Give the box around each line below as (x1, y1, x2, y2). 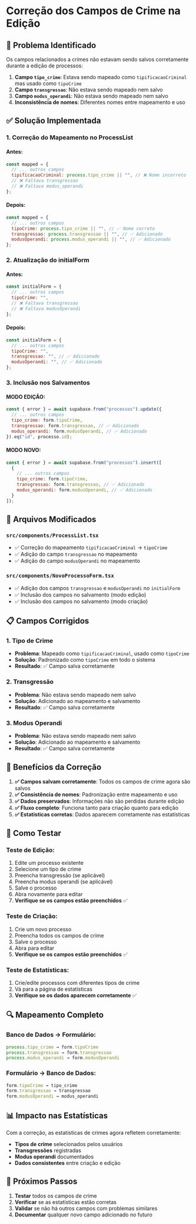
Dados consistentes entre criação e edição (14, 1160, 121, 1167)
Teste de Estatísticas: (6, 966, 69, 974)
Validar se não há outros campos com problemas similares (14, 1205, 158, 1212)
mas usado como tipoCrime (14, 80, 82, 87)
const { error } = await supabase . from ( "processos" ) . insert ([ (6, 460, 162, 465)
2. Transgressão (6, 678, 54, 686)
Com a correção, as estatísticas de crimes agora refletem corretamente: (6, 1129, 181, 1137)
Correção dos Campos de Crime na (6, 4, 181, 18)
